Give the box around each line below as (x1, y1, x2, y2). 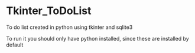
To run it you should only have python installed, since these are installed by (6, 35, 189, 42)
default (6, 41, 24, 48)
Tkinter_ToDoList (6, 4, 92, 18)
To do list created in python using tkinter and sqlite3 (6, 24, 133, 31)
